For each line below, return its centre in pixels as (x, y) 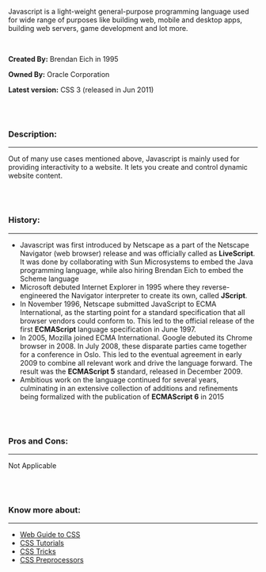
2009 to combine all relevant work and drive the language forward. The (136, 363)
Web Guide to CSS (50, 535)
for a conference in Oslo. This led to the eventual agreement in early (131, 354)
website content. (36, 176)
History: (24, 220)
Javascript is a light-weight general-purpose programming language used (129, 12)
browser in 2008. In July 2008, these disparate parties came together (133, 346)
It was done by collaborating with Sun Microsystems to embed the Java (136, 262)
